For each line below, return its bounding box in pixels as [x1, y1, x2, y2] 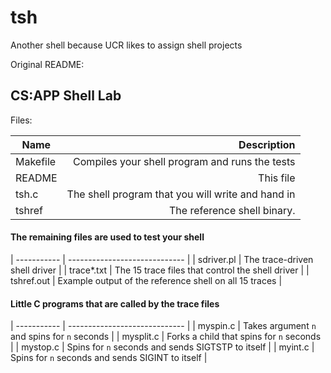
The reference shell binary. [168, 203, 296, 217]
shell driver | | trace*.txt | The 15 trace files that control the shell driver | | [10, 264, 310, 276]
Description [238, 137, 296, 151]
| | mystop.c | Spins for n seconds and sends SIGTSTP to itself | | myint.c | [10, 341, 315, 353]
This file [258, 171, 296, 185]
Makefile [15, 154, 57, 168]
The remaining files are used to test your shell [10, 231, 205, 243]
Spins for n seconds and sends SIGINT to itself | [10, 352, 208, 364]
